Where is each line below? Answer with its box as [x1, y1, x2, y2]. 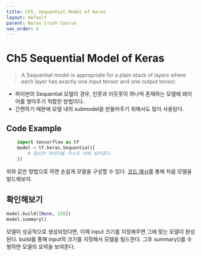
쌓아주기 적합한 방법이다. [26, 98, 85, 105]
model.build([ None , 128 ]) [6, 211, 71, 217]
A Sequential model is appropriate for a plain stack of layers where [20, 72, 187, 79]
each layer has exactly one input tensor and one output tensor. [20, 78, 176, 85]
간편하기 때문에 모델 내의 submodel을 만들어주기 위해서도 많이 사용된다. [14, 105, 185, 113]
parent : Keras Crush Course [6, 20, 77, 26]
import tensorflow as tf [17, 139, 79, 145]
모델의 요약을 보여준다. [22, 243, 76, 251]
